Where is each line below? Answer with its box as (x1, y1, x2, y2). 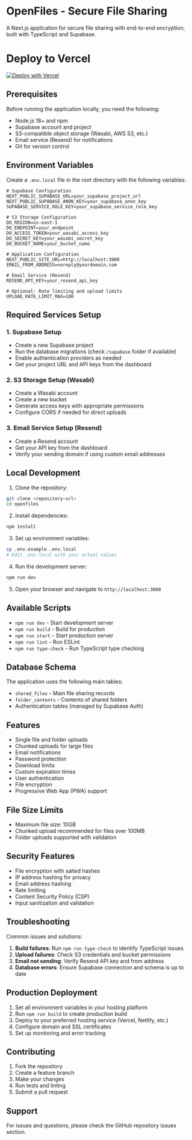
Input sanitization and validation (14, 899, 94, 906)
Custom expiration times (14, 768, 76, 775)
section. (6, 1129, 26, 1136)
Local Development (6, 468, 81, 478)
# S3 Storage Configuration (6, 214, 77, 220)
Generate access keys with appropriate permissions (14, 403, 144, 410)
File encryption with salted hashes (14, 867, 101, 874)
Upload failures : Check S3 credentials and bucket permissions (14, 951, 172, 958)
